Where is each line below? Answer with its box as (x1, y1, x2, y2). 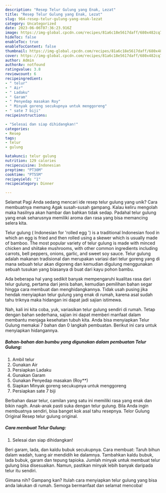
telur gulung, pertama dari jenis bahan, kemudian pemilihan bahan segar (5, 281, 153, 287)
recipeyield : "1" (5, 176, 41, 182)
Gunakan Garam (12, 372, 46, 378)
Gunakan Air (12, 362, 38, 368)
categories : (5, 126, 30, 131)
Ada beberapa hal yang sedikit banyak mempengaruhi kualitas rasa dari (5, 276, 151, 282)
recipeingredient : (5, 76, 43, 81)
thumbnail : (5, 48, 28, 53)
